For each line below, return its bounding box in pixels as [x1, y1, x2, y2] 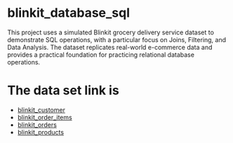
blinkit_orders [17, 121, 58, 129]
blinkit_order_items [17, 113, 72, 121]
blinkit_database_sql [7, 5, 131, 21]
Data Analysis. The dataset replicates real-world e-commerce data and [7, 43, 213, 51]
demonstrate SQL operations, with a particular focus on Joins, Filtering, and [7, 35, 227, 43]
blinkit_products [17, 128, 65, 136]
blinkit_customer [17, 105, 65, 114]
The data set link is [7, 83, 119, 99]
